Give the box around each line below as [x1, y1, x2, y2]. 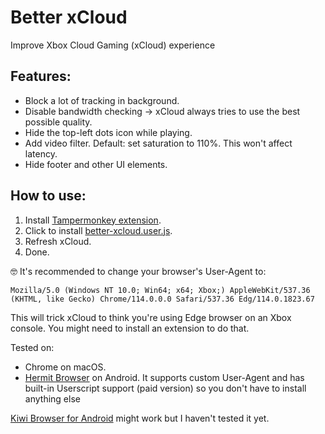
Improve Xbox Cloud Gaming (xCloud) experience [10, 39, 216, 51]
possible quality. [24, 116, 93, 128]
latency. [24, 147, 58, 160]
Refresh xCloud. [24, 235, 92, 247]
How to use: [10, 187, 87, 205]
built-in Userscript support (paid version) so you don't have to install [24, 382, 307, 394]
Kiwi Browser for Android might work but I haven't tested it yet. [10, 412, 270, 424]
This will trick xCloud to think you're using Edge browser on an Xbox [10, 311, 292, 323]
